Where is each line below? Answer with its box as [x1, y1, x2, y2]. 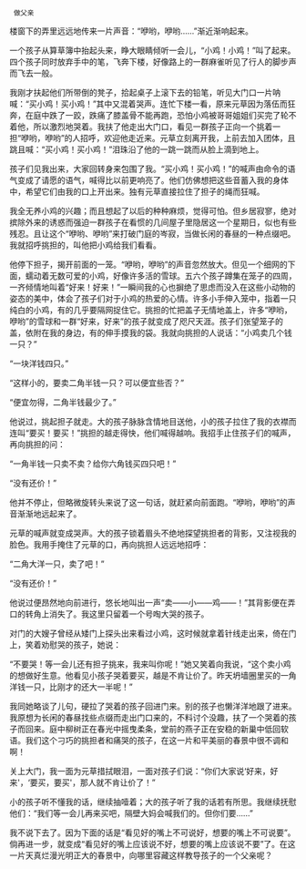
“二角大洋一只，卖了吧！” [9, 558, 105, 569]
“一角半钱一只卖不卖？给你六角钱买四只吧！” [9, 458, 177, 469]
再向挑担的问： [9, 439, 66, 449]
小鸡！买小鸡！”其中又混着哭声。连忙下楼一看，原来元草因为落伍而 [36, 98, 289, 109]
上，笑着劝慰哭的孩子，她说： [9, 639, 121, 649]
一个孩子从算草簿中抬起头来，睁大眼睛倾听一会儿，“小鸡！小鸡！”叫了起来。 [9, 45, 296, 56]
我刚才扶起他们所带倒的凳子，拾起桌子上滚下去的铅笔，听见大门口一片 [9, 87, 273, 97]
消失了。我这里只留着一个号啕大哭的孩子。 [48, 608, 209, 619]
